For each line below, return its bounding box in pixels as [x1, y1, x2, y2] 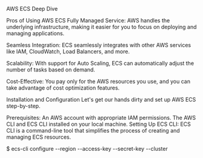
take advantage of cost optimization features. [6, 84, 120, 91]
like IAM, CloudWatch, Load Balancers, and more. [6, 48, 130, 55]
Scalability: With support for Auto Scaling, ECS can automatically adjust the [6, 60, 195, 67]
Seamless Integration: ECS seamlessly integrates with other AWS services [6, 42, 191, 48]
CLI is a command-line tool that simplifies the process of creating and [6, 127, 180, 134]
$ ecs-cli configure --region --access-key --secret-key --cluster [6, 145, 168, 152]
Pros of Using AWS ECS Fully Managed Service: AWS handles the [6, 17, 170, 24]
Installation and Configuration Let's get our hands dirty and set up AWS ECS [6, 96, 196, 103]
